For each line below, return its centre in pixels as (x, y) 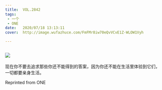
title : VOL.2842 (23, 10)
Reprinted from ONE (26, 82)
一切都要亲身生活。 (25, 72)
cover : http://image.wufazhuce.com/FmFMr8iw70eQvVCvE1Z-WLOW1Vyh (74, 32)
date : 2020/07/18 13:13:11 (35, 28)
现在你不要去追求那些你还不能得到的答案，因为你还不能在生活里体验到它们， (82, 66)
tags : (11, 14)
